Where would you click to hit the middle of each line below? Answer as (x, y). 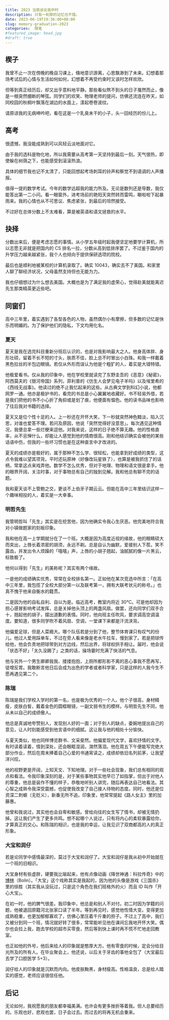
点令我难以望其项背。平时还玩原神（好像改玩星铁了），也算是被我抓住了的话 (83, 459)
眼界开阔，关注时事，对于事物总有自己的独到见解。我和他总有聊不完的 (82, 472)
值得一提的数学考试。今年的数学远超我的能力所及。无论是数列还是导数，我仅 (84, 188)
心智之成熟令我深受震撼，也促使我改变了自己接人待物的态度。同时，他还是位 (84, 789)
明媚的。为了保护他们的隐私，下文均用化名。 (60, 325)
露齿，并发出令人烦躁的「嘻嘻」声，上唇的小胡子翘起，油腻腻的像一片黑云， (84, 551)
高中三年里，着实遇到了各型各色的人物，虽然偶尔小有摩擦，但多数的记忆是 (82, 319)
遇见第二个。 (27, 673)
